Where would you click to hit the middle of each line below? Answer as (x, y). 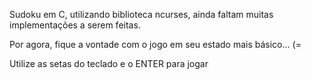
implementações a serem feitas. (75, 25)
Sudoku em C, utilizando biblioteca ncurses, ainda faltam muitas (141, 14)
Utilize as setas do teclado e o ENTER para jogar (109, 63)
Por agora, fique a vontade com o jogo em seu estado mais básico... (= (155, 44)
